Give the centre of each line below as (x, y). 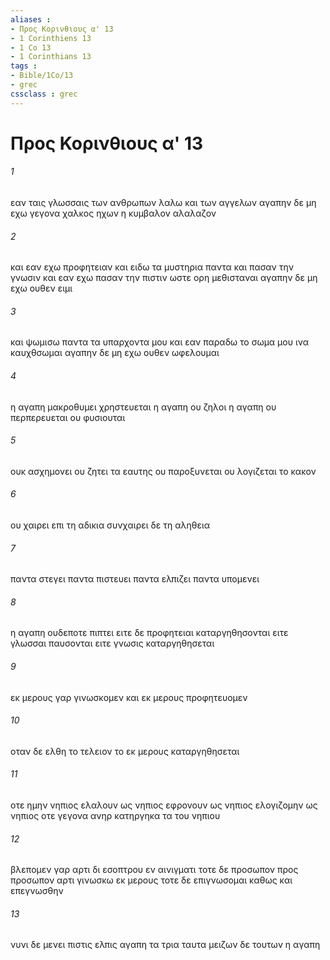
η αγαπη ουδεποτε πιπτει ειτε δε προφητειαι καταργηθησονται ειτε (149, 633)
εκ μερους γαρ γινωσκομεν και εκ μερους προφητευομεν (129, 697)
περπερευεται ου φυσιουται (68, 417)
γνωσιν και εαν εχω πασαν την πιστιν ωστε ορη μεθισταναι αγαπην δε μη (164, 278)
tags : (24, 66)
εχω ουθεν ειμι (41, 288)
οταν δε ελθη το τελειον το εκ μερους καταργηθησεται (125, 751)
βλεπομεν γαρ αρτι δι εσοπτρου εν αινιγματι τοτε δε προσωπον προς (154, 870)
